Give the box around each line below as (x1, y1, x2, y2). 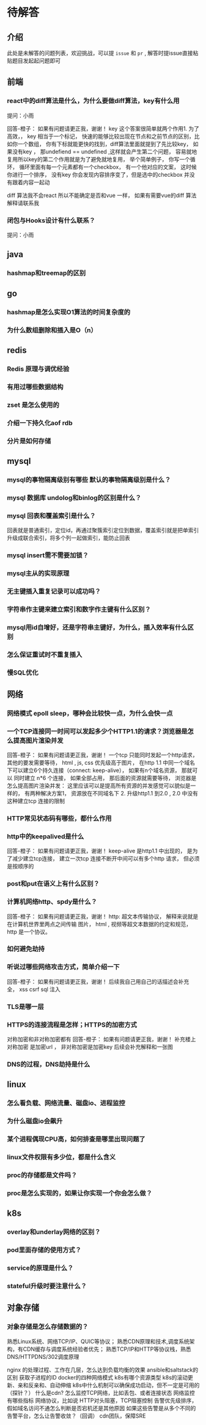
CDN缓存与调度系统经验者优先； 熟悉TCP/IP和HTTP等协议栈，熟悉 (23, 1345, 191, 1353)
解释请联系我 (7, 199, 39, 206)
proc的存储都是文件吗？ (7, 1170, 78, 1179)
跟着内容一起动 (12, 179, 50, 186)
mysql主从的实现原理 (7, 569, 70, 577)
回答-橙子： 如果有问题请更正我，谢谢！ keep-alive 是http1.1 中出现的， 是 (7, 848, 193, 855)
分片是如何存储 (7, 436, 51, 445)
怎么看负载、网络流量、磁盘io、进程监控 (7, 1099, 125, 1108)
